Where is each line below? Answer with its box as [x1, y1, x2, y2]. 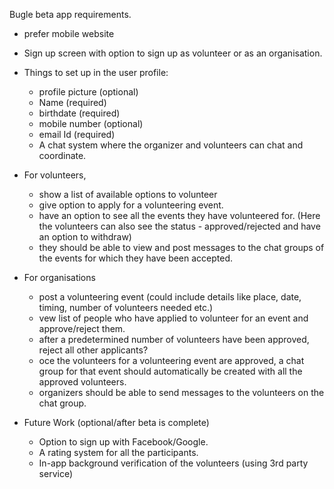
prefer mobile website [23, 28, 115, 39]
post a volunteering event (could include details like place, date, [38, 291, 302, 303]
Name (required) [38, 97, 107, 108]
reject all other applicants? [38, 344, 149, 356]
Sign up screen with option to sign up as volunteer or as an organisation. [23, 47, 323, 59]
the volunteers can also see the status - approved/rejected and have [38, 220, 321, 232]
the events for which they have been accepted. [38, 252, 234, 264]
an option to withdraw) [38, 231, 132, 243]
